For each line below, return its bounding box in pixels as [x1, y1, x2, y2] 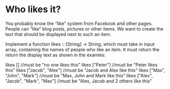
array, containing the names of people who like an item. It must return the [5, 46, 160, 52]
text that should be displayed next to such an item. [5, 31, 111, 37]
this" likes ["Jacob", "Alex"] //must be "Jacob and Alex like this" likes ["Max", [5, 67, 166, 73]
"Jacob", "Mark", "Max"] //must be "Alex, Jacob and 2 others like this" [5, 78, 152, 84]
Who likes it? [5, 4, 61, 15]
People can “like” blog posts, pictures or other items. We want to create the [5, 25, 163, 32]
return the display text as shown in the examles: [5, 52, 106, 58]
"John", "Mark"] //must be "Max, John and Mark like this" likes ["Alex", [5, 72, 153, 78]
